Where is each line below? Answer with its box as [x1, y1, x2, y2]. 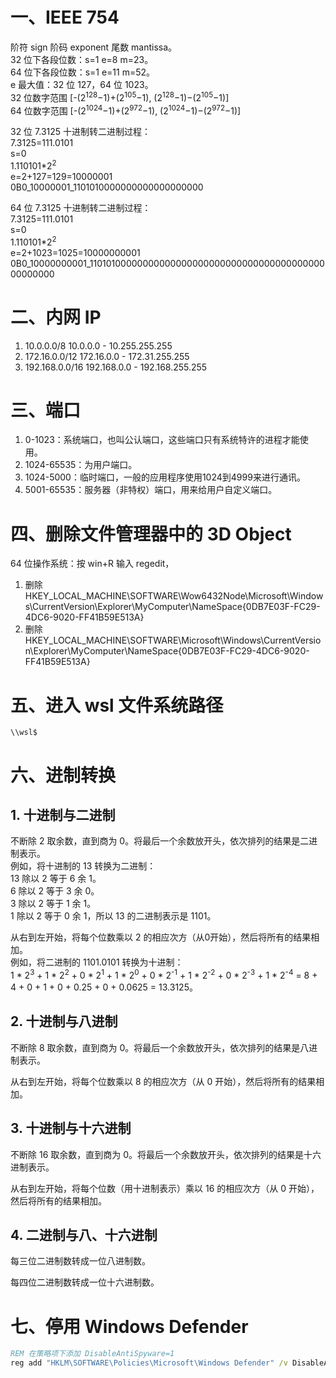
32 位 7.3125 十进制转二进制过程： [10, 126, 152, 138]
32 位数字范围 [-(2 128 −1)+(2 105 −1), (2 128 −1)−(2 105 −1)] [10, 89, 230, 103]
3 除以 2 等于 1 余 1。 [10, 898, 97, 910]
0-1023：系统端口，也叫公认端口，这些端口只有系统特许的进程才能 [24, 434, 300, 446]
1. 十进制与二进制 [10, 806, 116, 823]
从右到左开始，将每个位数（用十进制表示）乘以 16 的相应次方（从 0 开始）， [10, 1182, 320, 1194]
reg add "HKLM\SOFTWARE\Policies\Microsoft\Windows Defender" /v [10, 1358, 288, 1368]
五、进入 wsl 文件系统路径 [10, 694, 224, 717]
